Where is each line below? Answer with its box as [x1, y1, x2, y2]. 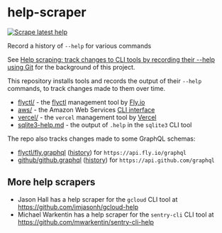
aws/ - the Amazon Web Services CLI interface [17, 105, 155, 114]
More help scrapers [7, 176, 96, 188]
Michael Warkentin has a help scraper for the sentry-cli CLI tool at [17, 210, 214, 219]
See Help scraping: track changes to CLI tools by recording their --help [7, 55, 215, 64]
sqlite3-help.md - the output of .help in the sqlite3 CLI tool [17, 120, 192, 129]
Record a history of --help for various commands [7, 41, 152, 50]
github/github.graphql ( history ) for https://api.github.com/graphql [17, 156, 215, 164]
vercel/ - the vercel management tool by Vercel [17, 113, 157, 121]
